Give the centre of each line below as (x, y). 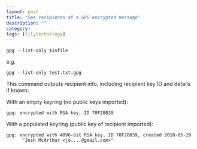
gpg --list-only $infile (37, 51)
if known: (18, 90)
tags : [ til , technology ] (36, 34)
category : (19, 29)
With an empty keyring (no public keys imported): (67, 102)
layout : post (22, 12)
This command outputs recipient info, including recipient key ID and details (99, 84)
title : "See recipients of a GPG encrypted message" (73, 17)
